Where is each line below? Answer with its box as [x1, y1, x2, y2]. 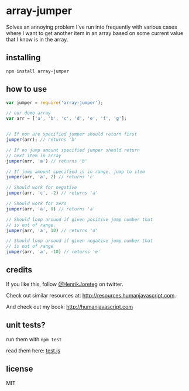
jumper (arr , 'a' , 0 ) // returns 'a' [6, 206, 95, 212]
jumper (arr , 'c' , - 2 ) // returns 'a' [6, 190, 98, 196]
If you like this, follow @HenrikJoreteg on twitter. [6, 281, 123, 288]
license [6, 364, 33, 374]
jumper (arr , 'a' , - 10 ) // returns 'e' [6, 249, 101, 255]
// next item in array [6, 153, 61, 158]
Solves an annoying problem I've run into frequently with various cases [6, 23, 177, 30]
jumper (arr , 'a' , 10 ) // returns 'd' [6, 227, 98, 233]
